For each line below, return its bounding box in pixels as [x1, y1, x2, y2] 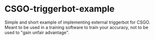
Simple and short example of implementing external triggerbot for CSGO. [4, 19, 151, 25]
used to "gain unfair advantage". [4, 29, 69, 35]
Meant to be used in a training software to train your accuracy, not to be [4, 24, 149, 30]
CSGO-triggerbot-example [4, 3, 115, 14]
